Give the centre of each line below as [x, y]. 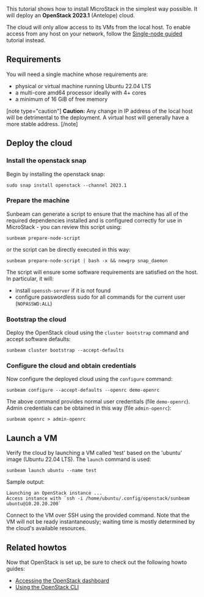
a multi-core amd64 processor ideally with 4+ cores [81, 92]
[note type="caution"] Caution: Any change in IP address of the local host [100, 111]
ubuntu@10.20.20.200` [34, 504]
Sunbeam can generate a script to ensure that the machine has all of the [97, 214]
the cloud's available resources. [46, 528]
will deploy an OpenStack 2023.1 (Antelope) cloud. [71, 15]
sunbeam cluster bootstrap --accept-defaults [65, 351]
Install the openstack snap [46, 160]
